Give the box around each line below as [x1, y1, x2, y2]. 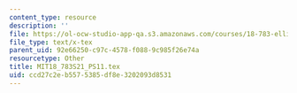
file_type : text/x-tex [9, 37, 93, 47]
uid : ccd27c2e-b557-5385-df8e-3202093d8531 [9, 71, 172, 80]
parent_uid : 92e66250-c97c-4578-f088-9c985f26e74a [9, 46, 200, 55]
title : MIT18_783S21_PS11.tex [9, 63, 121, 72]
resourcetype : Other [9, 54, 86, 63]
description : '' [9, 21, 69, 30]
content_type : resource [9, 12, 97, 22]
